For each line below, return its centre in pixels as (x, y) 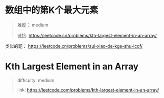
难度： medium (33, 25)
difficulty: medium (36, 80)
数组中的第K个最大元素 (52, 10)
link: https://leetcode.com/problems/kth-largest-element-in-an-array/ (88, 90)
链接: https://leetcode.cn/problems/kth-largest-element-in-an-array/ (87, 35)
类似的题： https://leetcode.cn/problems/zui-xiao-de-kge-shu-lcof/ (74, 46)
